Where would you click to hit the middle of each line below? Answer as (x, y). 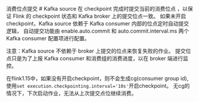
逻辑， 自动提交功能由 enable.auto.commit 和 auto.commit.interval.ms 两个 (98, 31)
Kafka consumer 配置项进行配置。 (48, 38)
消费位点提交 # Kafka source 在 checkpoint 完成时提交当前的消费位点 (91, 9)
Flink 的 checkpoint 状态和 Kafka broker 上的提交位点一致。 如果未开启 (99, 16)
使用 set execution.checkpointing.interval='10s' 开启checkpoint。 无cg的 (98, 86)
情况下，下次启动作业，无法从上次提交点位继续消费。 (71, 93)
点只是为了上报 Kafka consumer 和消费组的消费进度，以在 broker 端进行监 (97, 58)
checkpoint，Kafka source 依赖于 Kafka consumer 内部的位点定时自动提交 (98, 23)
